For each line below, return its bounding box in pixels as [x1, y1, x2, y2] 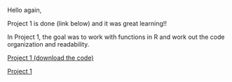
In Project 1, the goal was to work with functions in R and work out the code [7, 33, 225, 41]
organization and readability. [7, 40, 90, 48]
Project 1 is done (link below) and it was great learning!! [7, 19, 167, 27]
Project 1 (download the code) [7, 54, 94, 62]
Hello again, [7, 6, 42, 14]
